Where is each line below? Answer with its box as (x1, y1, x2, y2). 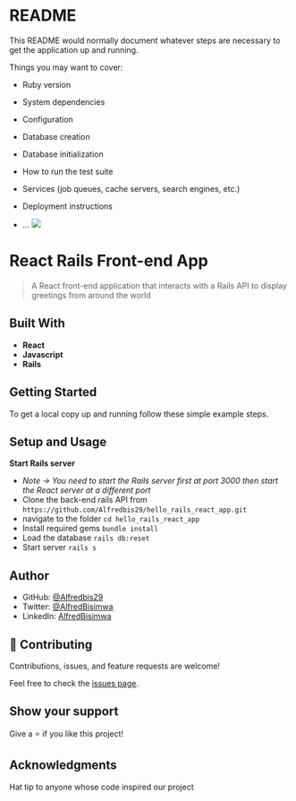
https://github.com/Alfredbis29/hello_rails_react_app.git (21, 505, 248, 515)
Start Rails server (9, 458, 76, 469)
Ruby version (21, 79, 72, 90)
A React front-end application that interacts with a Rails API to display (30, 280, 288, 291)
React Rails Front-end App (9, 251, 208, 271)
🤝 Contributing (9, 637, 93, 652)
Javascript (21, 349, 63, 359)
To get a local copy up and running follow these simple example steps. (9, 409, 269, 419)
